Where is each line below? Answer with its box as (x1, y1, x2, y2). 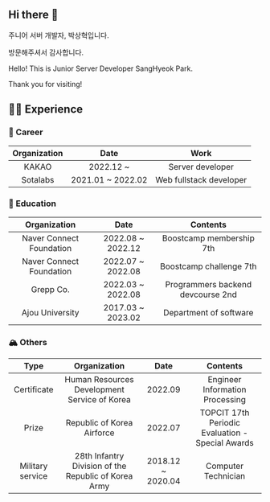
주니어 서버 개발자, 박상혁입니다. (8, 30, 110, 40)
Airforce (84, 427, 115, 438)
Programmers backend (165, 278, 252, 290)
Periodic (208, 418, 241, 429)
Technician (203, 471, 246, 482)
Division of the (72, 460, 127, 471)
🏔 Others (8, 336, 47, 348)
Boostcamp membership (162, 232, 255, 244)
